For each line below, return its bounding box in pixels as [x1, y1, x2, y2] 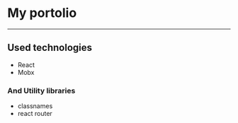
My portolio [7, 5, 77, 21]
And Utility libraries [7, 86, 76, 95]
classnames [17, 102, 53, 110]
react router [17, 110, 53, 118]
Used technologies [7, 42, 93, 54]
